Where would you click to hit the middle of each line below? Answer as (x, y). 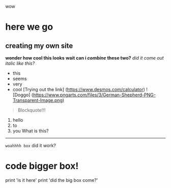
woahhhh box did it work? (31, 145)
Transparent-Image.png (37, 100)
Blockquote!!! (32, 110)
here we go (29, 27)
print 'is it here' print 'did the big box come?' (52, 180)
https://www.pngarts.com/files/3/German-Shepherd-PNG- (94, 95)
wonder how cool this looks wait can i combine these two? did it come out (84, 58)
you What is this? (31, 131)
